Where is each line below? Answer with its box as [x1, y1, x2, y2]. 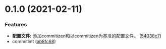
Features [5, 21, 27, 28]
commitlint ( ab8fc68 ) [12, 39, 56, 45]
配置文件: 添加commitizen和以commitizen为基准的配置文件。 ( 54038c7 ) [12, 33, 162, 39]
